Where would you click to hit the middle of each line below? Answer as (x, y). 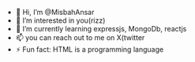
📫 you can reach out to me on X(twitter (80, 38)
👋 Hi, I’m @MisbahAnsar (55, 12)
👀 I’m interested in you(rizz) (60, 20)
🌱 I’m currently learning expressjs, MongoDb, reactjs (101, 29)
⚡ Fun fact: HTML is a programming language (90, 49)
